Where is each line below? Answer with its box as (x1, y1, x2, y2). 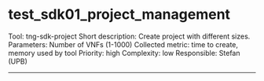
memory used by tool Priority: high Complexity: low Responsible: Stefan (8, 48, 240, 57)
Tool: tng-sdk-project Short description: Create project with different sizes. (8, 31, 251, 41)
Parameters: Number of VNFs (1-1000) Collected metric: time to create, (8, 39, 238, 49)
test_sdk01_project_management (8, 6, 230, 24)
